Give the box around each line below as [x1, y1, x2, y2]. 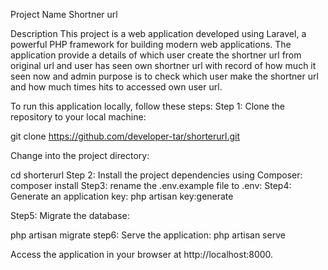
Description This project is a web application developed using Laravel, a [10, 28, 307, 39]
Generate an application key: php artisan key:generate [10, 190, 234, 202]
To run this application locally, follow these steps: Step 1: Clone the [10, 100, 285, 112]
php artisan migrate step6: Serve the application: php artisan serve [10, 229, 286, 241]
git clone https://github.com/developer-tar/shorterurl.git [10, 130, 241, 142]
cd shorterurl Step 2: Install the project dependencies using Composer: [10, 169, 303, 181]
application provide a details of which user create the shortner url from [10, 49, 302, 61]
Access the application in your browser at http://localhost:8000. [10, 249, 274, 260]
